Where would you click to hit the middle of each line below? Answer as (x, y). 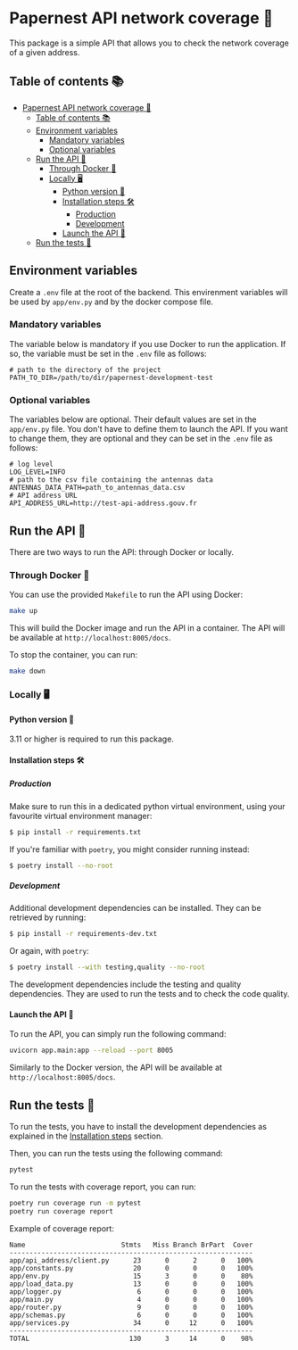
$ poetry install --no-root (62, 865)
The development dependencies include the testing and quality (125, 984)
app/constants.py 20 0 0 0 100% (131, 1268)
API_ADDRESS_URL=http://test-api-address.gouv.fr (103, 503)
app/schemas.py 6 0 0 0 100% (131, 1315)
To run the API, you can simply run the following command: (118, 1034)
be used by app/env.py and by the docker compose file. (112, 302)
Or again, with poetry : (49, 951)
